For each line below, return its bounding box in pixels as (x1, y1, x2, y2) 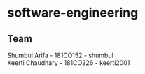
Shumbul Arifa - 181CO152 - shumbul (7, 51, 113, 59)
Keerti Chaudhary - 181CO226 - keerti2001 (7, 59, 130, 67)
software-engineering (7, 5, 139, 21)
